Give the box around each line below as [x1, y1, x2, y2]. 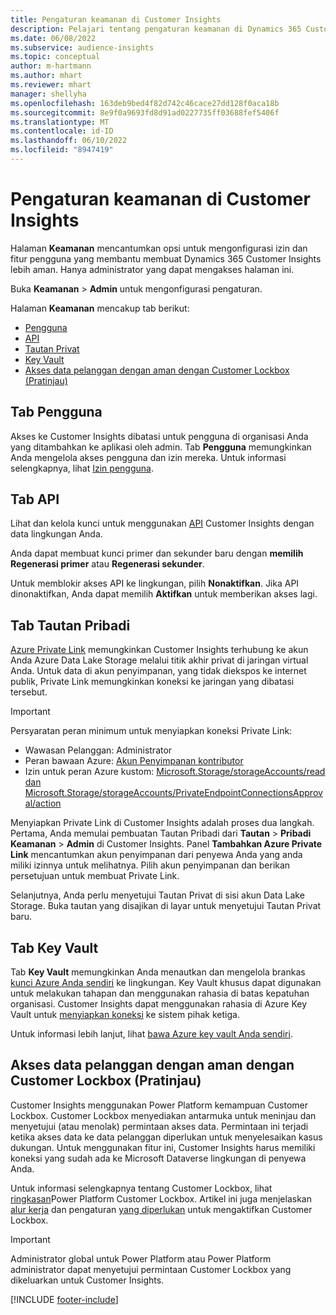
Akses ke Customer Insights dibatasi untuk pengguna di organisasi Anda [10, 430, 309, 442]
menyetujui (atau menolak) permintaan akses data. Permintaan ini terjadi [10, 1120, 309, 1132]
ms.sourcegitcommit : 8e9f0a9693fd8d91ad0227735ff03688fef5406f [10, 107, 280, 118]
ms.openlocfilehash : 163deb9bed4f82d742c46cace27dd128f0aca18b [10, 98, 280, 108]
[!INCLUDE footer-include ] [10, 1293, 119, 1305]
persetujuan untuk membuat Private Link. [10, 870, 180, 882]
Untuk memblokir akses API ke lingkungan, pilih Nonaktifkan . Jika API [10, 577, 300, 590]
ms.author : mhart [10, 71, 83, 81]
